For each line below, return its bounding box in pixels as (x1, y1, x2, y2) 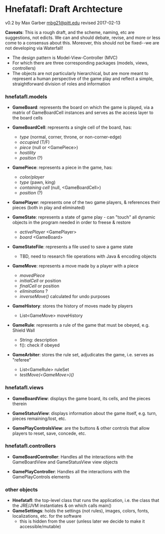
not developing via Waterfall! (5, 45, 63, 51)
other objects (5, 486, 38, 493)
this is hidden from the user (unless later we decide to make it (19, 518, 145, 524)
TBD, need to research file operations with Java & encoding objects (19, 253, 157, 260)
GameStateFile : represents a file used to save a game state (12, 244, 133, 250)
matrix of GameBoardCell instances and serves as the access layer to (12, 110, 154, 115)
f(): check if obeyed (19, 342, 60, 348)
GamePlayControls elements (12, 474, 70, 480)
